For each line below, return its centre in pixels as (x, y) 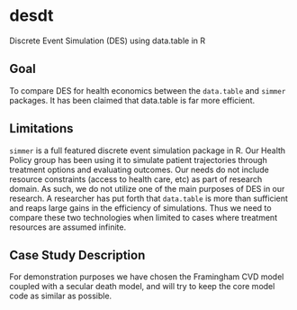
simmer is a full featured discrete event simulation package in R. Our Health (148, 150)
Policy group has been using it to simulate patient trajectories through (138, 160)
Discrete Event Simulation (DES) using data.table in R (107, 41)
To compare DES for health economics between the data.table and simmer (148, 90)
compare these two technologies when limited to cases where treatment (143, 217)
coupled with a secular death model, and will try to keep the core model (142, 287)
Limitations (41, 128)
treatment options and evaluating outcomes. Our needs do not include (139, 169)
